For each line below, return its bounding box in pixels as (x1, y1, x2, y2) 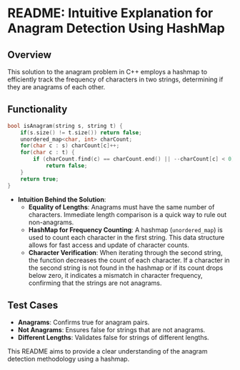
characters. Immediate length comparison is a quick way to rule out (28, 210, 227, 219)
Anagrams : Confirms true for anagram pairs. (17, 318, 150, 326)
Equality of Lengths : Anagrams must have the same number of (28, 202, 215, 211)
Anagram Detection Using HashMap (7, 20, 225, 36)
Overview (7, 49, 52, 61)
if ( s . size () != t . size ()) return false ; (20, 129, 142, 136)
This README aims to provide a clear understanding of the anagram (7, 347, 208, 356)
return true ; (20, 175, 59, 183)
